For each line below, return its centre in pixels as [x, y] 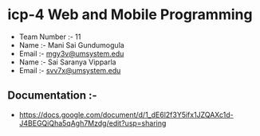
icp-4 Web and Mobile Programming [130, 15]
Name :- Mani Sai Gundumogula [71, 45]
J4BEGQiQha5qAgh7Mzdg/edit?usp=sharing [93, 123]
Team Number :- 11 [50, 37]
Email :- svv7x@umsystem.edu [70, 70]
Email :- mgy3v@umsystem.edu [71, 53]
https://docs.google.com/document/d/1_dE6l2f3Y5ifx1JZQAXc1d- [126, 115]
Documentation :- [52, 96]
